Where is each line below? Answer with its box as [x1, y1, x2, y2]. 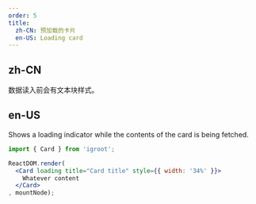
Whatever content [22, 174, 80, 183]
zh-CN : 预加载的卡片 [15, 26, 76, 34]
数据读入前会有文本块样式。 [8, 85, 99, 95]
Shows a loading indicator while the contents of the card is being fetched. [8, 129, 250, 139]
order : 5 [8, 11, 37, 20]
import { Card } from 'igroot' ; [8, 144, 115, 153]
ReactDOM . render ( [8, 160, 66, 167]
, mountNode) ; [8, 189, 55, 197]
